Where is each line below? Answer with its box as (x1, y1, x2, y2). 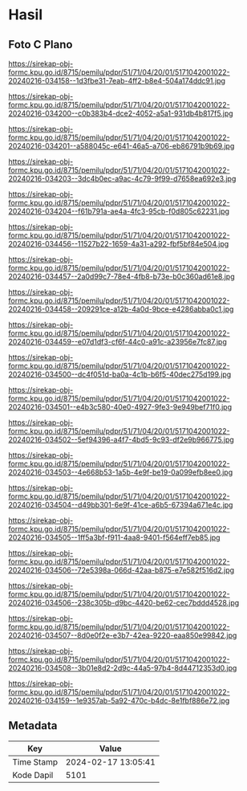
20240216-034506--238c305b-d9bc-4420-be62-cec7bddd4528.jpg (8, 598, 240, 607)
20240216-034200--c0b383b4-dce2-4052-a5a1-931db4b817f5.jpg (8, 108, 234, 118)
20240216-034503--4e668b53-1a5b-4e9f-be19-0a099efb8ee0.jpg (8, 467, 233, 477)
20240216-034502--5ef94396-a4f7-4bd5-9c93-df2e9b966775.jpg (8, 435, 234, 444)
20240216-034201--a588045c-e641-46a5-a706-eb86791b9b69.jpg (8, 141, 235, 150)
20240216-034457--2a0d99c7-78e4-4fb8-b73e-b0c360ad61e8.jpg (8, 271, 235, 281)
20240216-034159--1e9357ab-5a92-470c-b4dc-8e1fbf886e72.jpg (8, 696, 230, 705)
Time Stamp (12, 756, 59, 768)
